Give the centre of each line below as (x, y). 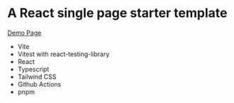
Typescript (33, 69)
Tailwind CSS (37, 77)
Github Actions (39, 84)
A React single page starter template (117, 13)
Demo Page (24, 33)
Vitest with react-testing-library (63, 54)
